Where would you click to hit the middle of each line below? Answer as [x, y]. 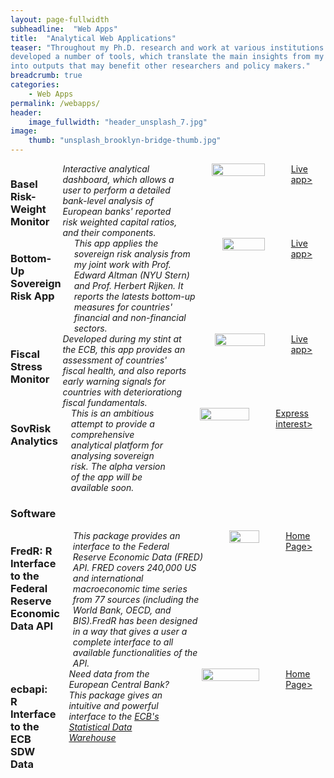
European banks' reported [117, 211]
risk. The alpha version [118, 467]
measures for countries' [123, 307]
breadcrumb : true [46, 76]
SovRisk [31, 429]
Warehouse [92, 737]
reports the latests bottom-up [134, 297]
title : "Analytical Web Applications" [93, 38]
